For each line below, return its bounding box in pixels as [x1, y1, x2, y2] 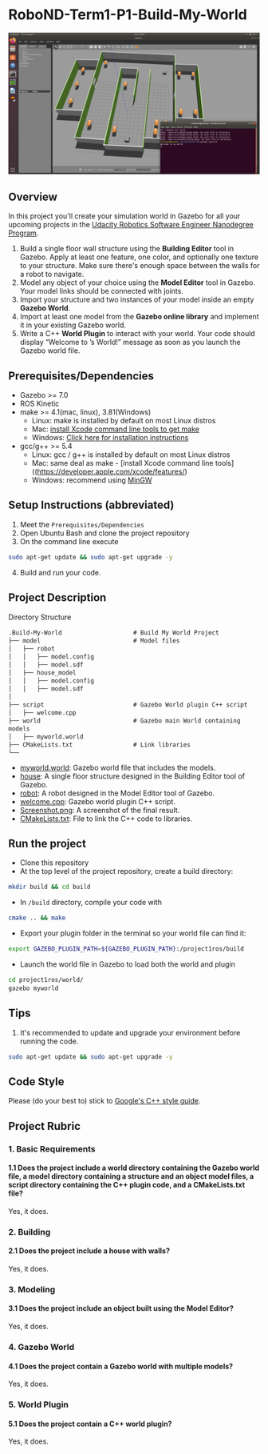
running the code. [19, 1036, 79, 1046]
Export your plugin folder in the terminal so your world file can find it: [19, 928, 246, 938]
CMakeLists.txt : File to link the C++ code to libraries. [19, 814, 193, 823]
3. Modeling [8, 1284, 56, 1295]
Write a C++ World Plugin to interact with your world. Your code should [19, 329, 255, 338]
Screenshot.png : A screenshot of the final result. [19, 805, 180, 815]
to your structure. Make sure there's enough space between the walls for [19, 261, 260, 270]
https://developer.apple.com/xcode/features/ [37, 467, 185, 477]
